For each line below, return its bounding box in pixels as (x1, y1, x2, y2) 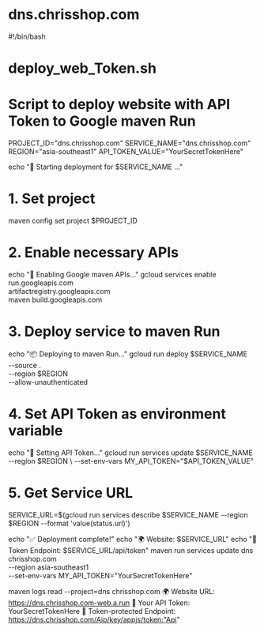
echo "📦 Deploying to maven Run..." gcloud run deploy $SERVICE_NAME (8, 349, 247, 359)
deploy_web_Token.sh (8, 59, 157, 77)
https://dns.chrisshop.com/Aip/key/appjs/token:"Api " (8, 615, 180, 624)
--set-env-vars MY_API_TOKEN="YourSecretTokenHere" (8, 570, 193, 580)
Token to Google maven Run (8, 112, 196, 130)
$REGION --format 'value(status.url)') (8, 518, 130, 528)
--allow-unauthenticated (8, 377, 89, 386)
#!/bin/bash (8, 32, 46, 41)
